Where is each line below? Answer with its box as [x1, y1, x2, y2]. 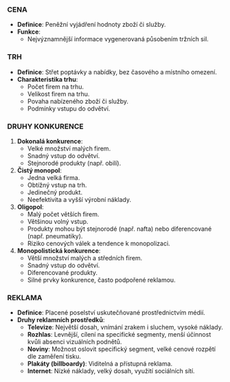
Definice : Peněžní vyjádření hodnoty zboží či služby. [16, 21, 166, 29]
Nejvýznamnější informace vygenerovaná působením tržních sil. [27, 35, 209, 43]
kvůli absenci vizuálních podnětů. [27, 338, 122, 346]
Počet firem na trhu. [27, 82, 84, 91]
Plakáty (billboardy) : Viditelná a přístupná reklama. [27, 359, 173, 368]
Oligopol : [16, 203, 44, 211]
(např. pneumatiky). [27, 232, 83, 240]
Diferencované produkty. [27, 268, 98, 276]
